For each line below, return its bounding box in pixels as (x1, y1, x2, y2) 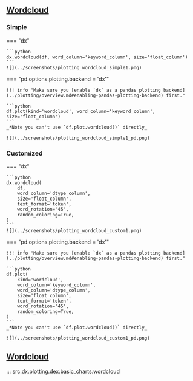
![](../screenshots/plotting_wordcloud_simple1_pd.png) (6, 135, 150, 141)
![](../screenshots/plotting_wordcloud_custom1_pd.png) (6, 335, 150, 341)
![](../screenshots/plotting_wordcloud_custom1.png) (6, 227, 142, 233)
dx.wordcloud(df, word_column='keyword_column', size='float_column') (6, 54, 188, 60)
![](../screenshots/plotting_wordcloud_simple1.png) (6, 64, 142, 70)
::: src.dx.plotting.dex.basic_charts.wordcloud (6, 368, 120, 375)
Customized (6, 149, 43, 157)
